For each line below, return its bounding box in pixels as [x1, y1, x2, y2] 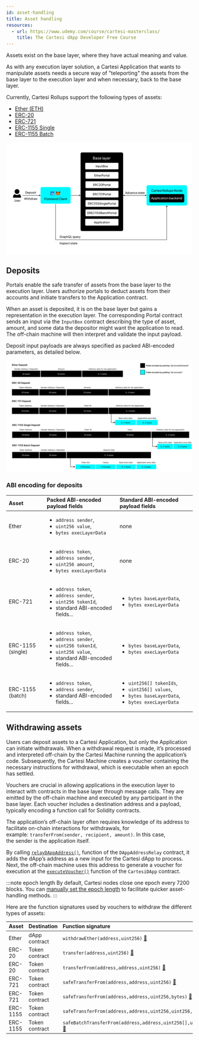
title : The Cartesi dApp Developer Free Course [17, 34, 136, 41]
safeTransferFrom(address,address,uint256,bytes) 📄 [62, 993, 192, 1000]
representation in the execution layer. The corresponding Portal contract [6, 312, 182, 319]
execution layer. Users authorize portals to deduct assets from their [6, 288, 171, 295]
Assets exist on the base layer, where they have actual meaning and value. [6, 52, 188, 59]
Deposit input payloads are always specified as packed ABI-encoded [6, 342, 175, 349]
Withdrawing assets [6, 723, 82, 733]
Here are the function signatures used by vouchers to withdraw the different [6, 903, 192, 910]
